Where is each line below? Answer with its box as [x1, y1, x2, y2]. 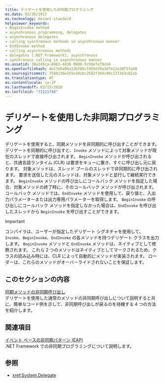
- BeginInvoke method [5, 26, 50, 30]
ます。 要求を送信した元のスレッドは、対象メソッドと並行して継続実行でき [5, 172, 157, 178]
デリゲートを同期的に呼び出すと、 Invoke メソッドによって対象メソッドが [5, 148, 153, 153]
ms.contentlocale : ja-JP [5, 80, 56, 85]
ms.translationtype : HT [5, 76, 54, 80]
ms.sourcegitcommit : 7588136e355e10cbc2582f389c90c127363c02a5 [5, 71, 137, 76]
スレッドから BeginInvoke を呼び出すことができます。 [13, 209, 122, 215]
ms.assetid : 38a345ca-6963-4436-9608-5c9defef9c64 [5, 62, 111, 67]
